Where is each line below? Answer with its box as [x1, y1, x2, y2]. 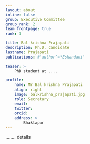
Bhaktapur [23, 120, 44, 125]
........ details [5, 134, 31, 140]
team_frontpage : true [5, 26, 51, 32]
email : [14, 101, 28, 106]
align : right [14, 87, 42, 92]
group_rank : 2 [5, 21, 36, 27]
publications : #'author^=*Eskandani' [5, 54, 85, 60]
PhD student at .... [14, 68, 58, 74]
